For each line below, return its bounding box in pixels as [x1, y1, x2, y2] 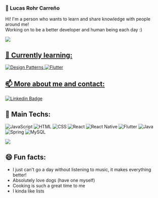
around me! [5, 21, 29, 27]
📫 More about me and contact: [5, 79, 105, 88]
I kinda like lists [12, 188, 44, 194]
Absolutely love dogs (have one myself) [12, 177, 95, 183]
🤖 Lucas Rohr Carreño [5, 5, 60, 12]
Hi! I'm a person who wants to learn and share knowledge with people [5, 16, 150, 22]
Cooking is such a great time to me [12, 182, 85, 188]
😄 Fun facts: [5, 153, 46, 162]
